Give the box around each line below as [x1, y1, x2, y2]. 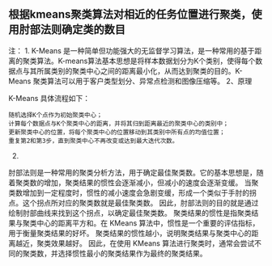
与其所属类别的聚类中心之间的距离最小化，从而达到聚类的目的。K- [22, 65, 243, 75]
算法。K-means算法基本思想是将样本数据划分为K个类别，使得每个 [36, 56, 256, 65]
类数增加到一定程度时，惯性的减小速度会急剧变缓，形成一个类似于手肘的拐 [8, 188, 257, 197]
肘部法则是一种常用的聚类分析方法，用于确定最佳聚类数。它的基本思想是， [8, 167, 257, 177]
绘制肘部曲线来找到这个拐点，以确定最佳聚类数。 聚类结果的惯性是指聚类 [8, 208, 252, 217]
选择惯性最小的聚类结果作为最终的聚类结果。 [57, 248, 207, 258]
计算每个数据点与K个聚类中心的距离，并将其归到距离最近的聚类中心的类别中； [8, 120, 229, 128]
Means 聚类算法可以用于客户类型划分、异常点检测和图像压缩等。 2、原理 [8, 76, 253, 86]
